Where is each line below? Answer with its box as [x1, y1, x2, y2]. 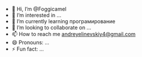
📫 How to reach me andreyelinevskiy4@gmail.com [11, 31, 136, 37]
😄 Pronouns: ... [11, 39, 50, 46]
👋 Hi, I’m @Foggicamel [11, 6, 67, 12]
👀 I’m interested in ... [11, 12, 62, 19]
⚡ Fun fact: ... [11, 45, 44, 52]
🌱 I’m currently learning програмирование [11, 18, 116, 24]
